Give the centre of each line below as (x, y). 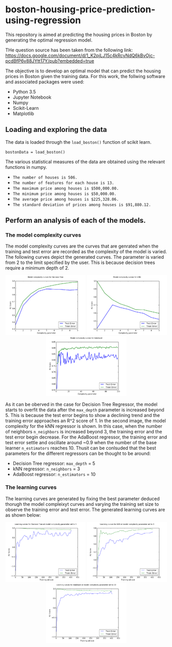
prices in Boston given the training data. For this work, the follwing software (85, 76)
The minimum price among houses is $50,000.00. (64, 194)
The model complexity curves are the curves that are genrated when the (82, 246)
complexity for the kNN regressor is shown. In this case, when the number (84, 426)
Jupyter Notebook (32, 97)
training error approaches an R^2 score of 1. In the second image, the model (85, 421)
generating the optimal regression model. (49, 40)
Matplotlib (23, 113)
